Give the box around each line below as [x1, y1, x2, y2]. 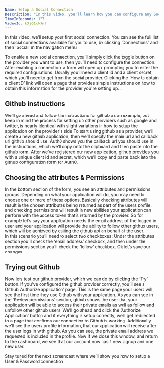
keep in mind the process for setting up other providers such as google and [5, 118, 157, 124]
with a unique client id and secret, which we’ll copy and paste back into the [5, 154, 156, 160]
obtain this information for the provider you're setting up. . [5, 85, 122, 91]
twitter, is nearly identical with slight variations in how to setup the [5, 123, 138, 129]
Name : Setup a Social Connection [5, 7, 73, 12]
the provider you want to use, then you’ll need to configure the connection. [5, 59, 156, 65]
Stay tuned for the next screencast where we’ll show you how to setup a [5, 353, 150, 359]
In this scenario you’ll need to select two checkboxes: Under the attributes [5, 233, 155, 239]
